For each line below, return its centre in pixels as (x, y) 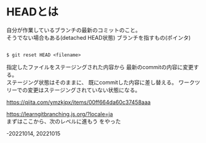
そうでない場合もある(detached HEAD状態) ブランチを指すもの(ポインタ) (99, 37)
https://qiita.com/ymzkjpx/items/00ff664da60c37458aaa (78, 102)
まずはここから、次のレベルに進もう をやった (64, 122)
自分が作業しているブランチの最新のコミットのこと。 (74, 30)
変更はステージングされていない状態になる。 (84, 90)
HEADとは (33, 12)
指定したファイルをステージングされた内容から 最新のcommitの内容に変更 (100, 67)
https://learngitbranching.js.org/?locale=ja (60, 114)
